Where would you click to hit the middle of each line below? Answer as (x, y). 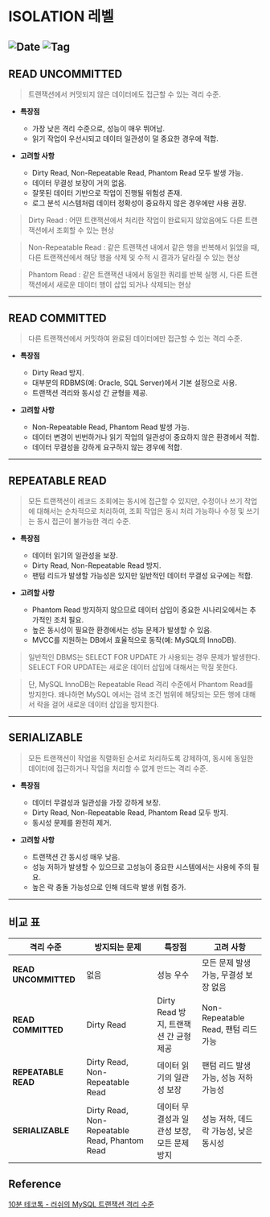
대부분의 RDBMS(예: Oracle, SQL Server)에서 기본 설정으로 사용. (135, 383)
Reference (35, 1184)
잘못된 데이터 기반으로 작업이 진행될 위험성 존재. (107, 193)
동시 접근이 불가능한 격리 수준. (84, 521)
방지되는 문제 (118, 947)
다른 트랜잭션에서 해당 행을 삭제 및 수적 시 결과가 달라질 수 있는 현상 (134, 258)
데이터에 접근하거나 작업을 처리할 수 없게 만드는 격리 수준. (118, 768)
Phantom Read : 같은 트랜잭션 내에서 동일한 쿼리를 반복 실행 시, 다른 (135, 275)
